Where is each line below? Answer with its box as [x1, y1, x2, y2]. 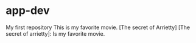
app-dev [5, 4, 50, 18]
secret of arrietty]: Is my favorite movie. [5, 30, 105, 37]
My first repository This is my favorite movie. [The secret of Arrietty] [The [5, 24, 191, 31]
